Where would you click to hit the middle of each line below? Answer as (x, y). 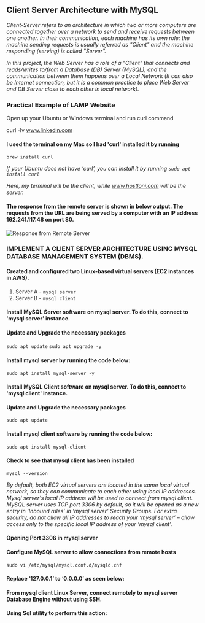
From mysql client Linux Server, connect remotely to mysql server (92, 592)
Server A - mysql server (46, 292)
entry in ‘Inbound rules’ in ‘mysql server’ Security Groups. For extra (92, 511)
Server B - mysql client (45, 298)
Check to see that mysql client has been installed (70, 460)
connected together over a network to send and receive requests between (100, 31)
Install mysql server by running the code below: (68, 360)
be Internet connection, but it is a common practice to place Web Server (98, 82)
